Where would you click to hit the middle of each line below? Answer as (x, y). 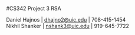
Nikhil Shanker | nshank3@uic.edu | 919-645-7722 (68, 26)
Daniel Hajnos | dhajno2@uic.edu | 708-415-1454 (66, 20)
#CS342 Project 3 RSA (34, 8)
